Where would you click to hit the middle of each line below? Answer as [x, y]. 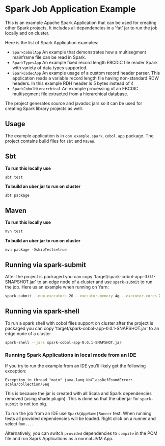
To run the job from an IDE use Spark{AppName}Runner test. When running [78, 413]
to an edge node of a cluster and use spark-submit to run [95, 282]
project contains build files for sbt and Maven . [50, 141]
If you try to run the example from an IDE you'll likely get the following [76, 366]
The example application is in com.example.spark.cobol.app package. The [79, 135]
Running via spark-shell [42, 311]
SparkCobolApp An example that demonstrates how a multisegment [79, 52]
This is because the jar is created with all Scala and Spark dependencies [79, 393]
